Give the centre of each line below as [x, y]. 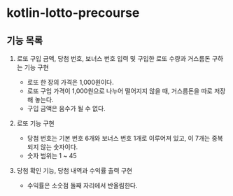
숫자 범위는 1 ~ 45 [52, 156]
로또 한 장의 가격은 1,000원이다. [70, 82]
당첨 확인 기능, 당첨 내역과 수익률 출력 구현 [75, 170]
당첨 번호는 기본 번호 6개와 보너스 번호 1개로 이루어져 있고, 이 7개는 [119, 138]
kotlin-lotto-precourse [73, 13]
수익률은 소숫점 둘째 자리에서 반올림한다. [82, 185]
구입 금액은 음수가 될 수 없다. [66, 108]
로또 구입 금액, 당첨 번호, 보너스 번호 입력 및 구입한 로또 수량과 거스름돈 [113, 58]
